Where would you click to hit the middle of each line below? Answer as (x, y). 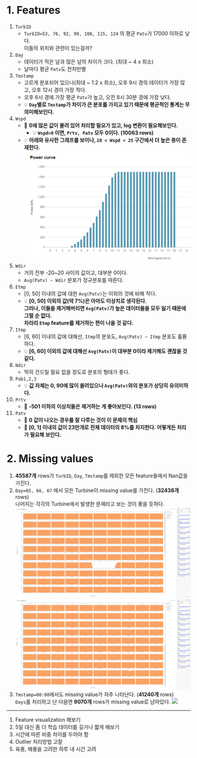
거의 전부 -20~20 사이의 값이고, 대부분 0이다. (76, 273)
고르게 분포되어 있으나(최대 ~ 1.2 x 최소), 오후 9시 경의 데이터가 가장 (101, 82)
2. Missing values (50, 458)
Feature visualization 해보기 (48, 720)
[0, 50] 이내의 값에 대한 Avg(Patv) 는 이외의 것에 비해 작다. (90, 293)
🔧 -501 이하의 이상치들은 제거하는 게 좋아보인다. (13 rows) (90, 406)
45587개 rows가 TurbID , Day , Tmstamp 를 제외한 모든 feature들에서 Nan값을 (101, 475)
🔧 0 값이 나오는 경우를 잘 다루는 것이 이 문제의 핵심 (81, 420)
